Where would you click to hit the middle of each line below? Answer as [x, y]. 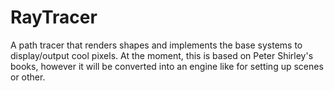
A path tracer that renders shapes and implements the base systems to [156, 45]
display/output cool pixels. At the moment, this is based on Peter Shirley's [162, 55]
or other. [28, 77]
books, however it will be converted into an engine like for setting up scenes [167, 66]
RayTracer [54, 17]
